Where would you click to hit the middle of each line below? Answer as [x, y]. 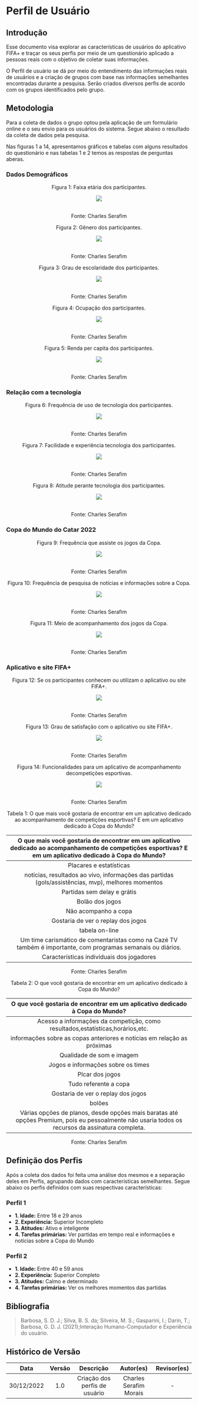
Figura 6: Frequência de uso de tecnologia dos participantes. [99, 405]
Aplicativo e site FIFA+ [39, 667]
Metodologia [30, 108]
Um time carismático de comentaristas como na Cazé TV [99, 940]
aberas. [15, 159]
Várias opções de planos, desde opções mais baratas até [99, 1113]
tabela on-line [99, 930]
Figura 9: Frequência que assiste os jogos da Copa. [99, 542]
